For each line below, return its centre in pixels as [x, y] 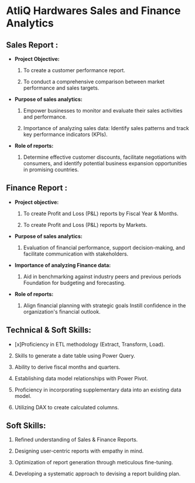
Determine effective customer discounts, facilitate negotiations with [105, 157]
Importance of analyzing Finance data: [63, 265]
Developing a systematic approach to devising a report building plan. [97, 474]
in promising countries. [51, 169]
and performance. [45, 117]
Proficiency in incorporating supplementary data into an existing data [98, 390]
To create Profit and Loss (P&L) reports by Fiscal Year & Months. [101, 213]
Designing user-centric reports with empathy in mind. [79, 451]
